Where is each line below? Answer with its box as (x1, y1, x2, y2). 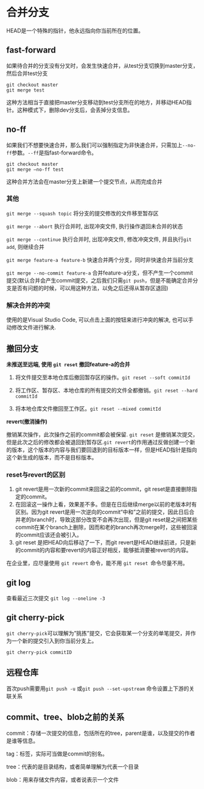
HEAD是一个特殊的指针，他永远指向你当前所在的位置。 (6, 27, 144, 34)
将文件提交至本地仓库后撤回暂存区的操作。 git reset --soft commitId (15, 373, 191, 381)
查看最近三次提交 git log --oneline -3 (6, 594, 105, 602)
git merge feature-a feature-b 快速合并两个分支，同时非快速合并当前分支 (6, 256, 194, 263)
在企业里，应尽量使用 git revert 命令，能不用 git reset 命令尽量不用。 (6, 560, 188, 567)
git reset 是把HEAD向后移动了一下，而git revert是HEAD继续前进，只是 (15, 539, 191, 546)
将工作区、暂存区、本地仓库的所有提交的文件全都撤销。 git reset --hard (15, 386, 198, 394)
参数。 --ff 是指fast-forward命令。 (12, 149, 97, 156)
